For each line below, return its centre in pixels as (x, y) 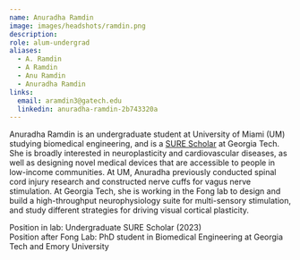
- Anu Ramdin (42, 76)
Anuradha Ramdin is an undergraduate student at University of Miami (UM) (147, 134)
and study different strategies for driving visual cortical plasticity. (129, 210)
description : (34, 34)
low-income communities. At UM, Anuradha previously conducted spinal (143, 172)
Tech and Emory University (59, 247)
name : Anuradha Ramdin (51, 17)
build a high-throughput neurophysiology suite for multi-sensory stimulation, (150, 201)
